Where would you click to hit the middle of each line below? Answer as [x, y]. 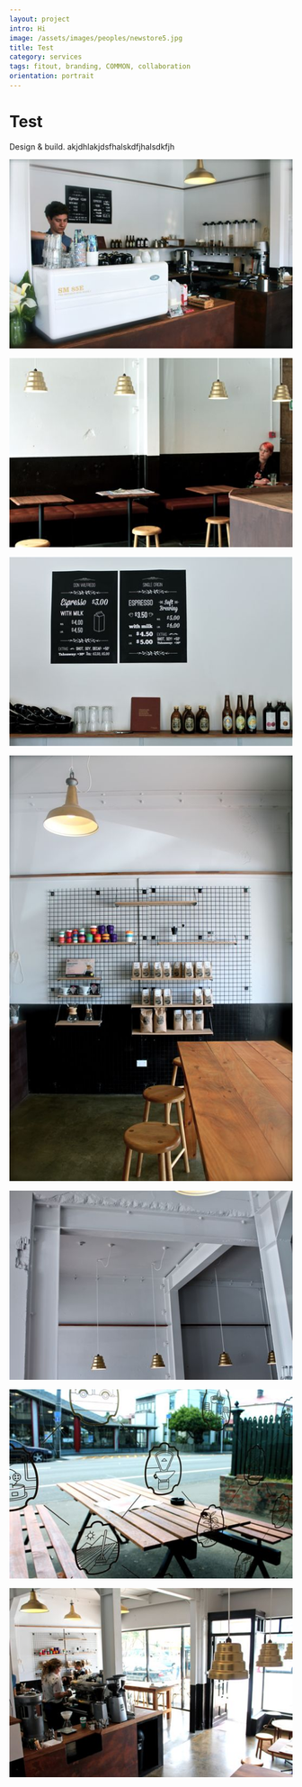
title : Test [31, 48]
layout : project [40, 19]
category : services [46, 57]
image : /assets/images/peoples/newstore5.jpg [96, 38]
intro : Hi [28, 28]
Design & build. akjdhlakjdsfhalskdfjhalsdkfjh [92, 146]
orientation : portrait [52, 77]
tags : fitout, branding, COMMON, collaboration [100, 67]
